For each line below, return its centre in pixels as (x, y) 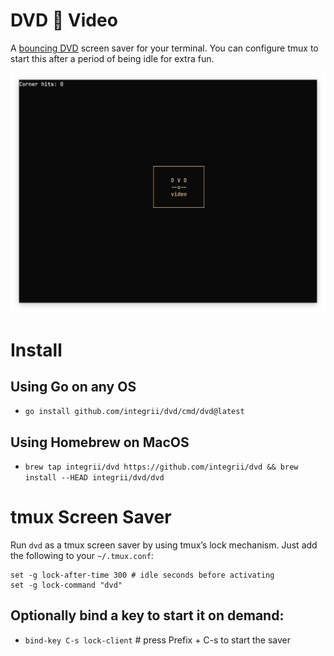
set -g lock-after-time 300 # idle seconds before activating (142, 575)
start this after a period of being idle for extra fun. (112, 58)
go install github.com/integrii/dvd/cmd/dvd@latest (134, 412)
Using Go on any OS (73, 386)
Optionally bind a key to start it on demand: (147, 615)
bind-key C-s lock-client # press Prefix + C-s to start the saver (158, 640)
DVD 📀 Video (64, 20)
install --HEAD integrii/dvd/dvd (94, 478)
